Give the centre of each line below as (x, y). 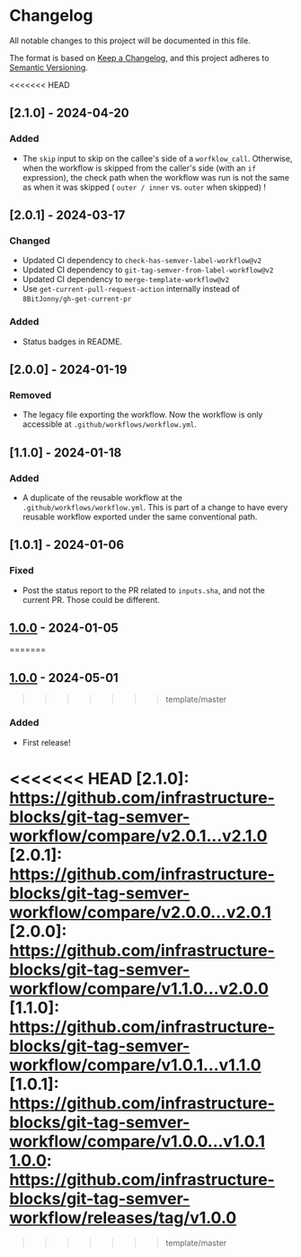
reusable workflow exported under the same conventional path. (140, 517)
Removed (31, 394)
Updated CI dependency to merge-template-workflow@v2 (126, 279)
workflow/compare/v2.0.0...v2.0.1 (141, 912)
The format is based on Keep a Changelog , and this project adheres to (139, 58)
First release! (46, 742)
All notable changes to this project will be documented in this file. (130, 40)
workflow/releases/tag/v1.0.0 (123, 1217)
